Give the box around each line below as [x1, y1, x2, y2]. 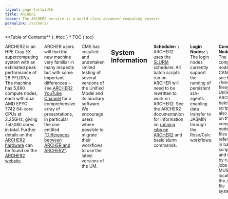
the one [44, 122, 60, 128]
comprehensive [44, 101, 76, 107]
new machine [44, 54, 72, 60]
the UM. [81, 163, 98, 169]
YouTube [44, 90, 62, 96]
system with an [5, 59, 36, 65]
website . [5, 158, 22, 164]
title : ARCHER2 [5, 12, 36, 17]
